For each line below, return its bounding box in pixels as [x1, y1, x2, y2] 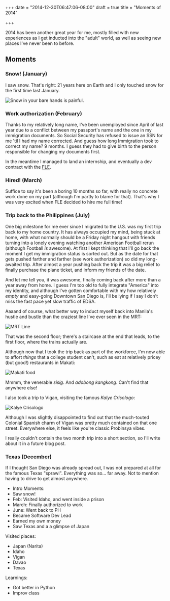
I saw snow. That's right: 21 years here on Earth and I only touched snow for [5, 82, 164, 88]
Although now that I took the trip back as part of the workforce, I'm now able [5, 349, 165, 355]
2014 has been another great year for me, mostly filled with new [5, 30, 139, 35]
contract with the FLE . [5, 164, 52, 170]
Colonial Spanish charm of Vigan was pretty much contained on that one [5, 420, 157, 426]
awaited [5, 261, 22, 267]
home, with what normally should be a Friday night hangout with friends [5, 234, 156, 240]
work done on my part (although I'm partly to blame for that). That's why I [5, 194, 159, 200]
